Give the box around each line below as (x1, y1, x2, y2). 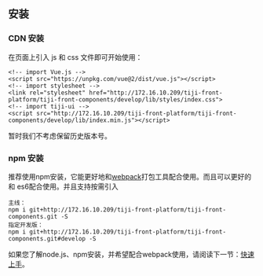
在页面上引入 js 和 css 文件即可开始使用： (8, 52, 143, 61)
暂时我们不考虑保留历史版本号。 (8, 131, 111, 140)
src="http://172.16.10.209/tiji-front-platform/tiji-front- (36, 109, 237, 117)
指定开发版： (8, 221, 44, 229)
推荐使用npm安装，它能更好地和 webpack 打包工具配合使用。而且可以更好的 (8, 171, 252, 181)
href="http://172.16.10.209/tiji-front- (89, 89, 223, 97)
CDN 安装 (8, 33, 45, 44)
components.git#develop (8, 234, 86, 242)
